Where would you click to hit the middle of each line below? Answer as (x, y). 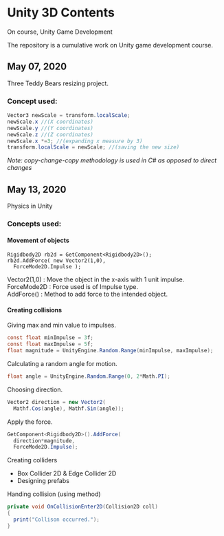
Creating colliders (32, 460)
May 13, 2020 (37, 190)
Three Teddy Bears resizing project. (58, 83)
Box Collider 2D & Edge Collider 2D (67, 473)
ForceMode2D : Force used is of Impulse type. (73, 287)
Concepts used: (34, 224)
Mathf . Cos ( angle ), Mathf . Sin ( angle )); (69, 408)
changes (20, 168)
